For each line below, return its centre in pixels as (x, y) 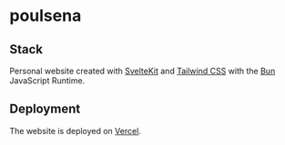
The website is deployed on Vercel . (75, 130)
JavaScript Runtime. (47, 81)
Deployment (45, 109)
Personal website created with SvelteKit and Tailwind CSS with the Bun (142, 71)
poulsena (46, 16)
